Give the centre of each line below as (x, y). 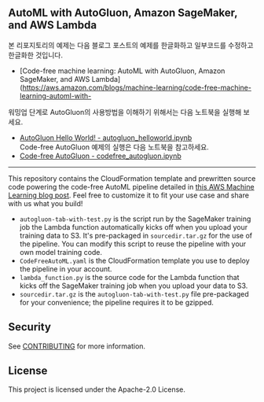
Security (29, 327)
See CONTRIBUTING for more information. (77, 346)
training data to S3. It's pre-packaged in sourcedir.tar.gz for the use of (136, 235)
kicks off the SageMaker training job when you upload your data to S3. (134, 286)
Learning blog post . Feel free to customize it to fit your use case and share (129, 195)
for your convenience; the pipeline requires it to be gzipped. (117, 302)
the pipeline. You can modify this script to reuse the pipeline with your (133, 244)
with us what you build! (46, 203)
